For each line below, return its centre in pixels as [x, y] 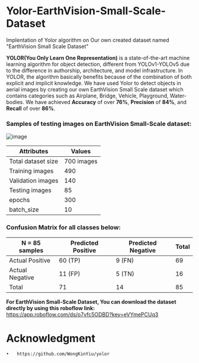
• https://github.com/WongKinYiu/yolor [58, 354]
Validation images [34, 181]
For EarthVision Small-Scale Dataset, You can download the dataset [91, 302]
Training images [31, 171]
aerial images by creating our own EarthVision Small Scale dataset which [95, 89]
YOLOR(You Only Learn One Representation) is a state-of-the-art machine [98, 58]
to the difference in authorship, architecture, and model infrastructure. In [94, 70]
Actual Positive [30, 260]
